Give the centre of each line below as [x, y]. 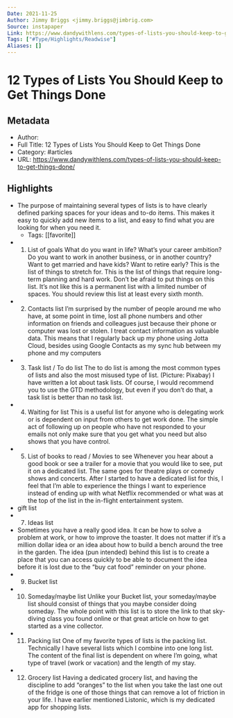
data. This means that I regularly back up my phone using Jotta [118, 338]
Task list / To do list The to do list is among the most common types [124, 367]
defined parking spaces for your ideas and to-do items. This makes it [116, 212]
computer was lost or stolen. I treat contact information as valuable [123, 331]
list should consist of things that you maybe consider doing [112, 603]
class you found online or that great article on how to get [128, 618]
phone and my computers [64, 353]
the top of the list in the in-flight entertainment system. [105, 500]
